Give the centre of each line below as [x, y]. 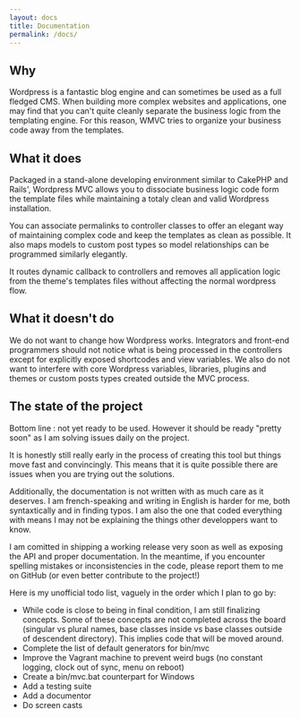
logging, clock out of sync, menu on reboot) [103, 667]
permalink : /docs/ [43, 34]
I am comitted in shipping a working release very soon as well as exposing [146, 546]
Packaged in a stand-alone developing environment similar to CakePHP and [149, 179]
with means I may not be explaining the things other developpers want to [143, 519]
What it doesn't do [62, 319]
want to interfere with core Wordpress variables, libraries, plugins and [138, 369]
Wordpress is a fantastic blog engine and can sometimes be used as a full [146, 92]
